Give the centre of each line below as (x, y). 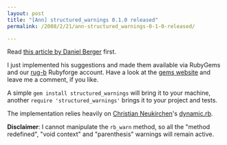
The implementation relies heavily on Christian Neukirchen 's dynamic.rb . (110, 113)
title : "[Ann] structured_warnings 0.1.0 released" (83, 20)
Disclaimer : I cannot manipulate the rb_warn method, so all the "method (109, 127)
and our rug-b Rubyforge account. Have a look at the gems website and (109, 72)
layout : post (26, 13)
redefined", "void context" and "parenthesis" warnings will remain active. (111, 134)
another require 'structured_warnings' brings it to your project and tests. (112, 100)
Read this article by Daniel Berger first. (62, 52)
